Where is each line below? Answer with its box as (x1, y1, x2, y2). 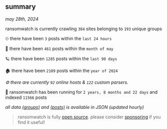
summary (5, 3, 36, 11)
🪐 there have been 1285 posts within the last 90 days (5, 55, 117, 61)
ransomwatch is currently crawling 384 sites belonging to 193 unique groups (5, 26, 162, 32)
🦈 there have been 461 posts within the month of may (5, 45, 114, 51)
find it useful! (17, 119, 45, 125)
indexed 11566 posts (5, 94, 47, 100)
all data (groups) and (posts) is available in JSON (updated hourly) (5, 104, 144, 110)
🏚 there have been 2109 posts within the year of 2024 (5, 68, 118, 74)
